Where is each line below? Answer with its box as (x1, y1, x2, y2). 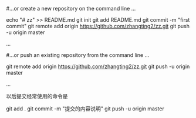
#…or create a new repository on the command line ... (6, 5, 136, 12)
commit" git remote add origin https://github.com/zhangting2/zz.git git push (6, 23, 190, 29)
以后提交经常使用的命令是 (6, 93, 68, 99)
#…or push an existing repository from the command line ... (6, 52, 150, 58)
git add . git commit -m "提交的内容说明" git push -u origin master (6, 105, 164, 112)
